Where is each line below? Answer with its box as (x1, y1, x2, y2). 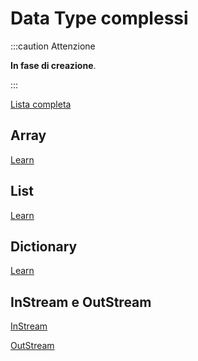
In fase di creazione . (10, 59, 97, 71)
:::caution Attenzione (10, 40, 96, 52)
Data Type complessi (10, 7, 189, 30)
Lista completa (10, 98, 72, 110)
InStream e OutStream (10, 293, 152, 311)
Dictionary (10, 238, 78, 255)
